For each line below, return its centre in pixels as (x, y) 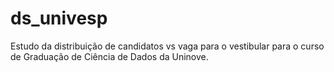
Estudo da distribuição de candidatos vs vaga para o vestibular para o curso (167, 46)
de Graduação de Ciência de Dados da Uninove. (109, 56)
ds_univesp (59, 18)
